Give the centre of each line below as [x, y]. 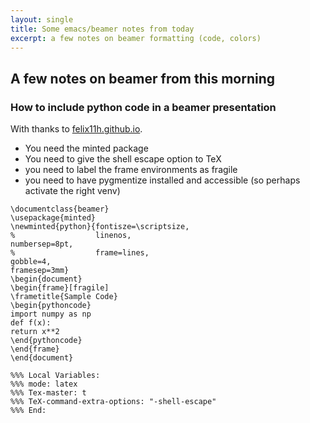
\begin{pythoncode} [51, 306]
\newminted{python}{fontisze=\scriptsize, [100, 227]
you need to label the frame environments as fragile [131, 170]
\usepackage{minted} [53, 218]
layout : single [42, 19]
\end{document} [42, 358]
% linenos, [71, 236]
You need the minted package [86, 148]
